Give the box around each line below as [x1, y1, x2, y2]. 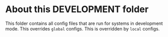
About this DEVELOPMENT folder [5, 4, 149, 15]
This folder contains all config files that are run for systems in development [5, 20, 163, 26]
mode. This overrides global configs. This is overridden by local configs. [5, 25, 160, 31]
